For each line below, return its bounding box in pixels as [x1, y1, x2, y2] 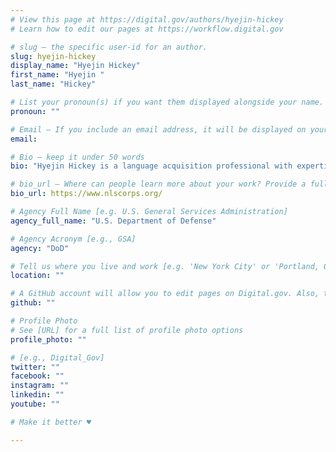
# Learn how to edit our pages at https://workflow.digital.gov [10, 24, 284, 34]
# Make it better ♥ [10, 417, 92, 427]
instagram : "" [10, 381, 70, 391]
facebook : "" [10, 371, 65, 381]
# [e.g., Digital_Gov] [10, 352, 105, 363]
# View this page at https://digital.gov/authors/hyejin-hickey [10, 14, 284, 25]
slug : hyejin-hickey [10, 51, 97, 61]
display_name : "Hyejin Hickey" [10, 61, 141, 71]
